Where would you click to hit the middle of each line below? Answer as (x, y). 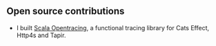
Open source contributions (66, 11)
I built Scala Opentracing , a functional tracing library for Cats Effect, (113, 27)
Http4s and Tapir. (41, 35)
